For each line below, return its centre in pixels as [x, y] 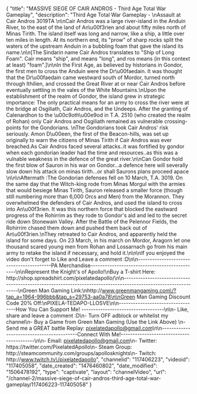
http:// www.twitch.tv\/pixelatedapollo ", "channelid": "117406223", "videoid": [98, 359]
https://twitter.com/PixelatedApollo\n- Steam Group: [69, 347]
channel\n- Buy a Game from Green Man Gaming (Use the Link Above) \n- [96, 322]
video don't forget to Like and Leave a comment [64, 259]
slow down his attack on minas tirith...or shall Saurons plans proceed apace [98, 171]
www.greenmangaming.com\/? [139, 290]
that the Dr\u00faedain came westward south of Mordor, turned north [91, 77]
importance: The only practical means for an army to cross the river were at [98, 102]
